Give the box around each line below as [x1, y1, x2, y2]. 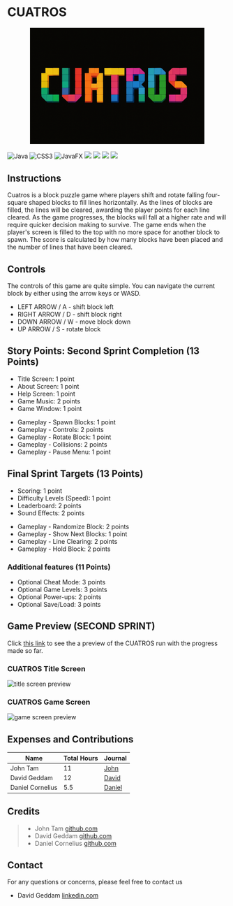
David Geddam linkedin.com [17, 891, 99, 900]
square [7, 199, 28, 207]
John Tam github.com [34, 824, 98, 833]
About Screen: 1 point [17, 382, 80, 390]
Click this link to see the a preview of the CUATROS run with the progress [7, 639, 218, 647]
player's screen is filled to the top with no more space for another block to [7, 228, 220, 236]
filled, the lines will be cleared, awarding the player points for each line [7, 206, 210, 214]
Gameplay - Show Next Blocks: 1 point [17, 529, 128, 538]
